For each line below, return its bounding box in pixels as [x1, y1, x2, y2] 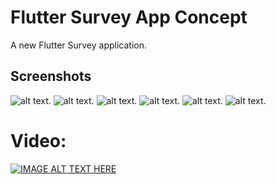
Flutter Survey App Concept [10, 6, 248, 29]
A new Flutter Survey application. [10, 39, 147, 51]
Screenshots [10, 68, 92, 85]
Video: [10, 129, 67, 152]
